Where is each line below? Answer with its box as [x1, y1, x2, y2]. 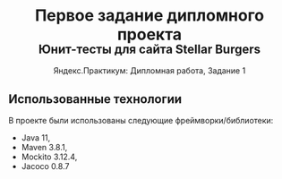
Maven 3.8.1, [21, 142, 68, 153]
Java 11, [21, 132, 51, 143]
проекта [116, 24, 183, 45]
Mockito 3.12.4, [21, 151, 78, 162]
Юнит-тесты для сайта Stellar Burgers [38, 41, 261, 56]
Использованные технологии [8, 91, 183, 107]
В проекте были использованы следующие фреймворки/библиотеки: [8, 115, 274, 126]
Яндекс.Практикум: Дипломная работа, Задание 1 [53, 65, 246, 76]
